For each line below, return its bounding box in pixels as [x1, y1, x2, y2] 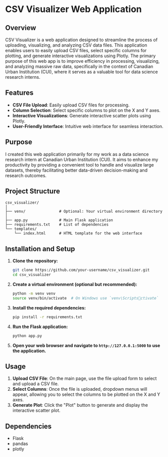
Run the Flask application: [12, 324, 68, 330]
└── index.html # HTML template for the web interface [14, 231, 142, 236]
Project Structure [5, 187, 60, 196]
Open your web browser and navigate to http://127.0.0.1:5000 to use [12, 342, 160, 348]
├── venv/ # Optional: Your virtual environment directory [5, 209, 163, 214]
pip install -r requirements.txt [12, 315, 83, 320]
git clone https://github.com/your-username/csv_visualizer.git [12, 267, 150, 273]
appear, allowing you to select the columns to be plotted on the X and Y [12, 391, 160, 397]
